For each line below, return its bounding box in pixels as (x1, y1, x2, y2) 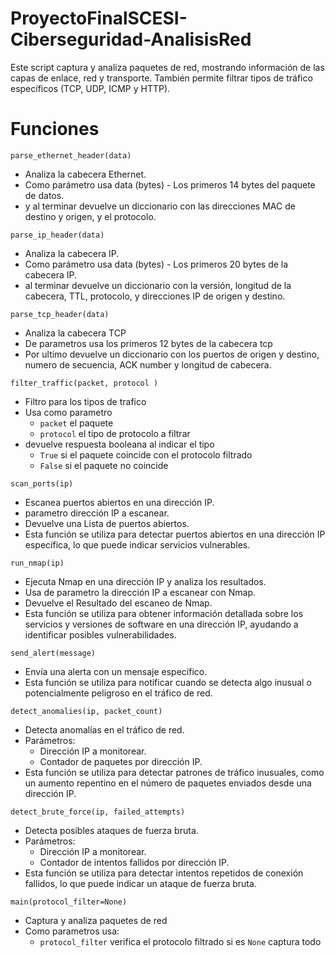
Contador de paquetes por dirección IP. (39, 755, 203, 767)
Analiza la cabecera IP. (24, 247, 120, 259)
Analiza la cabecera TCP (24, 327, 127, 339)
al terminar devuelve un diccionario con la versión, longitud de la (24, 279, 292, 291)
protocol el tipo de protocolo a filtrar (39, 427, 191, 439)
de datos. (24, 189, 65, 201)
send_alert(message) (10, 648, 97, 658)
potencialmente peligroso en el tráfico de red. (24, 687, 213, 699)
